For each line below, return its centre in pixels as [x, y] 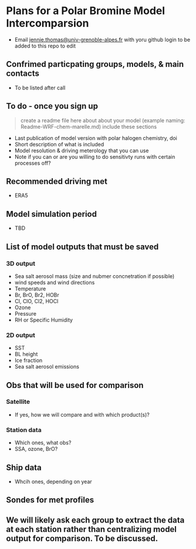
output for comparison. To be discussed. [82, 538]
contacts [23, 74]
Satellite [18, 402]
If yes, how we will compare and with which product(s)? [82, 414]
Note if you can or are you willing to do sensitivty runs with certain [95, 156]
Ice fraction [28, 360]
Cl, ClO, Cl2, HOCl [36, 301]
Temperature [30, 289]
